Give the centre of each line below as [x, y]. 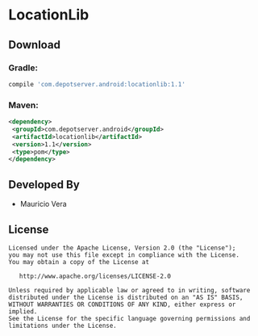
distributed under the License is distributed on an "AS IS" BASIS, [126, 297]
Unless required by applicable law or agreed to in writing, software [129, 290]
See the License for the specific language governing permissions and [129, 318]
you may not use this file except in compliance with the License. [124, 255]
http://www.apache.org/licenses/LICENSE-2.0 [95, 276]
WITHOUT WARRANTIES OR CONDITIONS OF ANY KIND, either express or [122, 304]
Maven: [23, 105]
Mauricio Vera [43, 204]
